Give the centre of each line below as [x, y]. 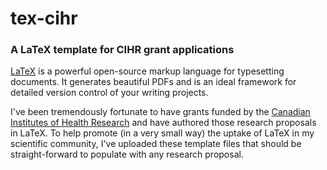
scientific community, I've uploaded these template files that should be [156, 144]
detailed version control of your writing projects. [109, 93]
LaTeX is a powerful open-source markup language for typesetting [147, 71]
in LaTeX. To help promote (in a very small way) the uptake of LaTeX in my [162, 133]
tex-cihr [44, 18]
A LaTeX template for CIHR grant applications [122, 50]
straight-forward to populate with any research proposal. [127, 154]
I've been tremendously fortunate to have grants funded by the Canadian [160, 112]
